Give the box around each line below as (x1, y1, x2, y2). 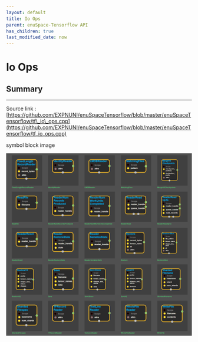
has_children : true (6, 28, 54, 34)
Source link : (6, 105, 37, 112)
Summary (6, 84, 43, 94)
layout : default (6, 9, 46, 15)
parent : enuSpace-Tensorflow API (6, 22, 88, 28)
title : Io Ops (6, 15, 41, 22)
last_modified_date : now (6, 34, 67, 41)
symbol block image (6, 142, 55, 149)
